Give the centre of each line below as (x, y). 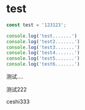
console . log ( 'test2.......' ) (43, 41)
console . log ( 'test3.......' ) (43, 47)
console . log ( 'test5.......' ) (43, 59)
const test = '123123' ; (36, 25)
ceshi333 (18, 101)
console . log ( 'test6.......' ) (43, 64)
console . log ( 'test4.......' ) (43, 53)
